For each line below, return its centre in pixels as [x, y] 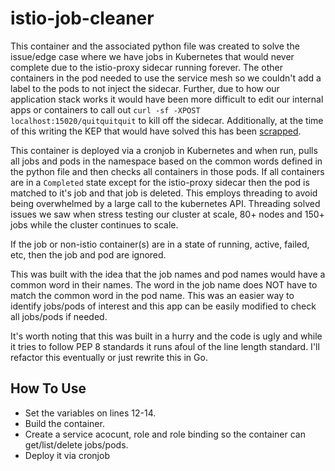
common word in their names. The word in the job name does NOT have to [164, 284]
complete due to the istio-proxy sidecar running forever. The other [147, 67]
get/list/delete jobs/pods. [76, 444]
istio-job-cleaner [82, 18]
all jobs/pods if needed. [59, 316]
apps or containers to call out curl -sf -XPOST [105, 109]
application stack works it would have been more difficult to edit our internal [167, 99]
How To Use [48, 388]
